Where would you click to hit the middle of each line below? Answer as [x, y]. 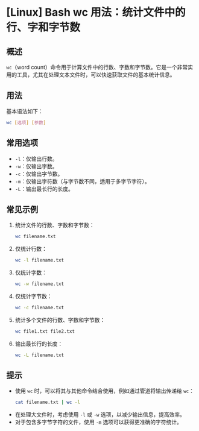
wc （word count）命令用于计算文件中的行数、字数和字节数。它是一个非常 [97, 67]
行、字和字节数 [43, 27]
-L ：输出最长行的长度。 [44, 189]
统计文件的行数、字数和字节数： [55, 225]
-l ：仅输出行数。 [36, 159]
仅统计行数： [31, 249]
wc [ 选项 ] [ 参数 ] [26, 122]
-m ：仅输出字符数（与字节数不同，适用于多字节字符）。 [83, 181]
